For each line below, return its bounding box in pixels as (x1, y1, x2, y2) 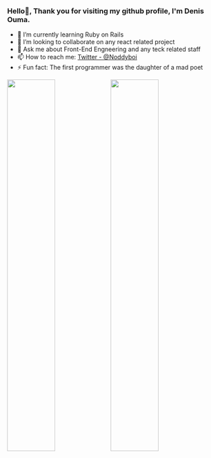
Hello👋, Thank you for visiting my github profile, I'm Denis (7, 6, 205, 16)
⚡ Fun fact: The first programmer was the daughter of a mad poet (17, 63, 203, 72)
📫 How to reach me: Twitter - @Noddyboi (17, 53, 138, 61)
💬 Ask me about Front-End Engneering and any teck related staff (17, 45, 201, 54)
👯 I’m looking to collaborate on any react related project (17, 38, 175, 46)
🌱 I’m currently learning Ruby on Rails (17, 30, 124, 39)
